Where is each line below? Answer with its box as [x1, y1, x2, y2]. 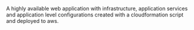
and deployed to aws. [6, 18, 59, 24]
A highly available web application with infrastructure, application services [6, 5, 188, 12]
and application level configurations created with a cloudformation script [6, 11, 184, 18]
